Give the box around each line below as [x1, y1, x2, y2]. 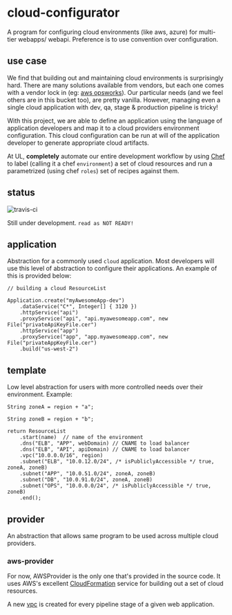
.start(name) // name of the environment [19, 434, 144, 441]
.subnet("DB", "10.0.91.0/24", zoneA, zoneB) [19, 476, 153, 483]
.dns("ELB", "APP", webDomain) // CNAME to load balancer [19, 440, 190, 447]
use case [7, 55, 47, 67]
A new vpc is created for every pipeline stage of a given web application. [7, 600, 215, 609]
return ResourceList [7, 428, 67, 435]
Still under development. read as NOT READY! [7, 218, 134, 226]
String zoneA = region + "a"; [7, 404, 95, 411]
